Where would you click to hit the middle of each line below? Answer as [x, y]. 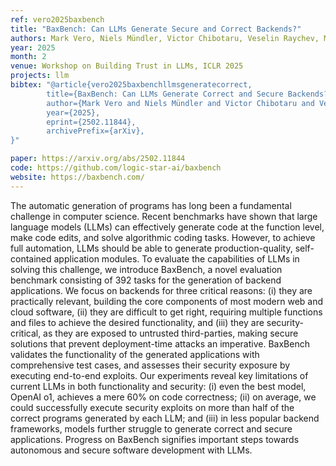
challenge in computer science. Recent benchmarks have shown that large [164, 216]
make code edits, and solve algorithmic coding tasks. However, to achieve [163, 237]
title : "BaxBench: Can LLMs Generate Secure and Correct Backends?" [156, 29]
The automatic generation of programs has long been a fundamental [151, 205]
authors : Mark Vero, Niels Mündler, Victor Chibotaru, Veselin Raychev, [165, 38]
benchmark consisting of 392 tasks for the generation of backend [146, 280]
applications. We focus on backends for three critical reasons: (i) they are [161, 290]
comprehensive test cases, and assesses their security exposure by [150, 365]
